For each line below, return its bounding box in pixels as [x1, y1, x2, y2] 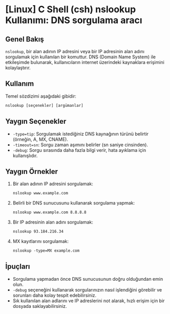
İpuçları [5, 262, 30, 271]
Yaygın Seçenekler [5, 117, 67, 126]
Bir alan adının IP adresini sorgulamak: [12, 181, 94, 187]
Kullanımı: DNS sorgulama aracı [5, 14, 142, 26]
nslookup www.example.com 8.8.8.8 [12, 210, 87, 215]
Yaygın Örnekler [5, 167, 58, 176]
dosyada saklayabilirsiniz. [12, 303, 68, 309]
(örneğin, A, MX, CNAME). [12, 136, 68, 142]
